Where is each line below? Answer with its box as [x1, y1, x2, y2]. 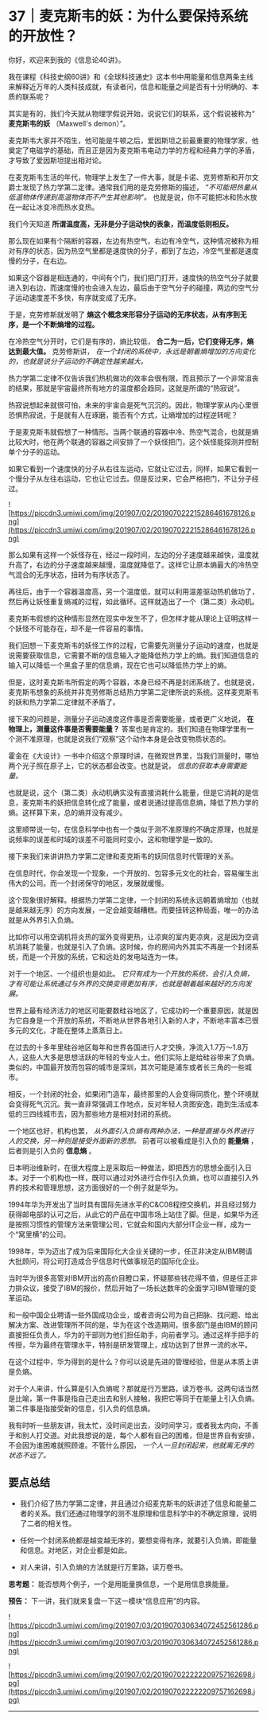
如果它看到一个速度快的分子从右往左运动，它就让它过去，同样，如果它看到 [8, 463, 252, 474]
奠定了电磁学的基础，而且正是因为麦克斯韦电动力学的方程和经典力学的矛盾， [8, 145, 259, 155]
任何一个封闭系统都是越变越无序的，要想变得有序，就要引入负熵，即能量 [19, 1535, 257, 1545]
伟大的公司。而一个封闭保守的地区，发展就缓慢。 [8, 878, 168, 887]
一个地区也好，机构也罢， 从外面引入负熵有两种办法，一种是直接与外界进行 [8, 1125, 254, 1135]
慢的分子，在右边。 [8, 255, 72, 265]
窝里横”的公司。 [18, 1229, 71, 1238]
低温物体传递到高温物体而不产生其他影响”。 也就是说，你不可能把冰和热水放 [8, 192, 257, 201]
